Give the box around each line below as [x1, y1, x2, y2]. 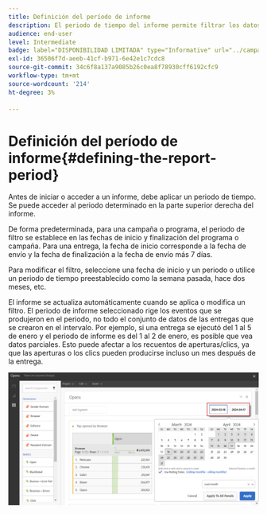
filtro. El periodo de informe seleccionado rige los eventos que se [8, 306, 222, 316]
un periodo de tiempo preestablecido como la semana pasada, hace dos [8, 274, 246, 283]
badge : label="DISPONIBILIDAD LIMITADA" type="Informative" [8, 46, 212, 55]
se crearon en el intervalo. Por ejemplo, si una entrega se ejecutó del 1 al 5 [8, 323, 252, 333]
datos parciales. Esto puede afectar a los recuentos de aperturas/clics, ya [8, 340, 250, 349]
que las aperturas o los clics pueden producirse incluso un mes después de [8, 349, 256, 358]
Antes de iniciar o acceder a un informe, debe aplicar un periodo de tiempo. [8, 192, 257, 202]
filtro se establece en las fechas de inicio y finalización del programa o [8, 233, 239, 243]
